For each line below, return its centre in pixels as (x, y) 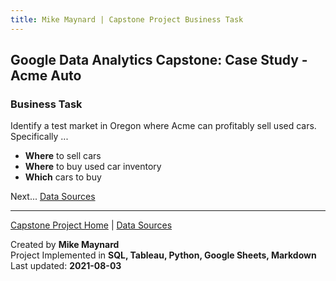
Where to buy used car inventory (93, 167)
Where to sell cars (63, 156)
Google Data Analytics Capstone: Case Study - (159, 60)
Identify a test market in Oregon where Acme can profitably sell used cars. (163, 126)
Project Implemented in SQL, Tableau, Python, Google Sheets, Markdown (163, 255)
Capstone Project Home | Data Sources (91, 225)
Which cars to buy (63, 177)
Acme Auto (46, 76)
